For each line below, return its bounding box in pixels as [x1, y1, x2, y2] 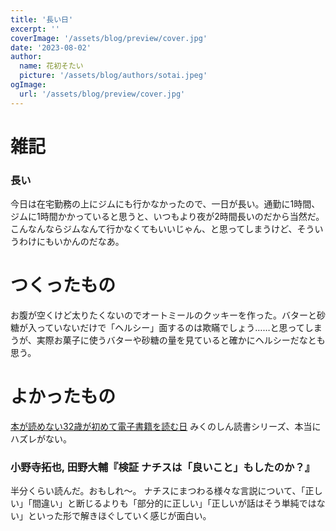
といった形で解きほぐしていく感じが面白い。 [27, 510, 212, 522]
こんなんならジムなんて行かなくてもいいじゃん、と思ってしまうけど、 [10, 223, 298, 235]
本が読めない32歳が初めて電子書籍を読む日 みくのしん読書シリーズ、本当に [10, 420, 322, 432]
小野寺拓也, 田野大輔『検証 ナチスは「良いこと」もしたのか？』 [10, 460, 316, 474]
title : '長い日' [10, 14, 74, 25]
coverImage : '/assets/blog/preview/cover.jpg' [10, 33, 208, 43]
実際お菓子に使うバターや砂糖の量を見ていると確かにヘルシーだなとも [36, 334, 326, 346]
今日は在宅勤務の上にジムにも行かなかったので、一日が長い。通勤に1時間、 [10, 198, 321, 210]
